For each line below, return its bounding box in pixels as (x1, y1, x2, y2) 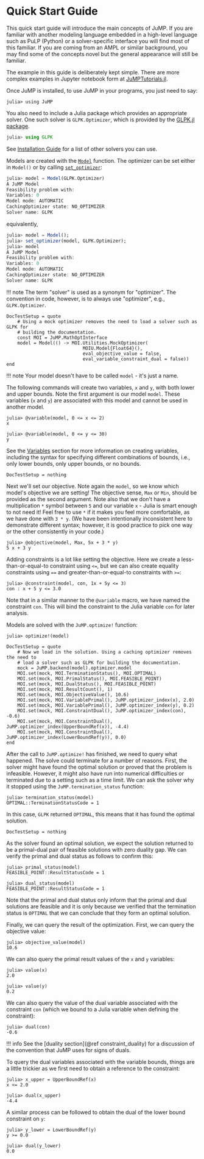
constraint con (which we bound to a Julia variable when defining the (6, 1005, 178, 1013)
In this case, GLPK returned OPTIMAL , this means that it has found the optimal (6, 810, 195, 818)
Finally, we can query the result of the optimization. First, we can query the (6, 921, 194, 928)
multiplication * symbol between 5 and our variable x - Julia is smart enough (6, 502, 197, 509)
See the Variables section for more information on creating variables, (6, 447, 179, 454)
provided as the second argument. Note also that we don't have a (6, 495, 171, 502)
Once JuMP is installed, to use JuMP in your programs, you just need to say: (6, 87, 198, 94)
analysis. (6, 609, 29, 616)
